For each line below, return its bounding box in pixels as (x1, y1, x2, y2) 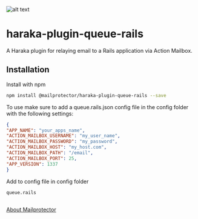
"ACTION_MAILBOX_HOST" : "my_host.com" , (6, 144, 107, 150)
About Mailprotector (6, 206, 56, 213)
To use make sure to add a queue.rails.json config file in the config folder (6, 103, 189, 110)
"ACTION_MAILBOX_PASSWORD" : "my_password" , (6, 138, 118, 145)
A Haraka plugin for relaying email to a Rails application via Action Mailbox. (6, 47, 193, 54)
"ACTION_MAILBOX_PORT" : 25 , (6, 155, 78, 161)
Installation (6, 64, 50, 75)
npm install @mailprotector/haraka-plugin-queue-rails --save (6, 92, 167, 98)
